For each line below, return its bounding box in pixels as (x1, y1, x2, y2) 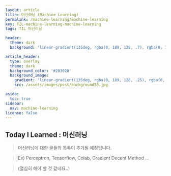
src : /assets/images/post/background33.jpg (14, 82, 108, 88)
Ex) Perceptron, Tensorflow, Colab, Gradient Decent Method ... (17, 155, 149, 161)
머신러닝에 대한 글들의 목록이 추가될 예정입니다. (17, 145, 112, 151)
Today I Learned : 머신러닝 (5, 130, 88, 139)
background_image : (10, 73, 49, 78)
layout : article (5, 7, 40, 13)
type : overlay (10, 59, 40, 64)
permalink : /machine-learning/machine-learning (5, 17, 108, 22)
